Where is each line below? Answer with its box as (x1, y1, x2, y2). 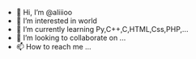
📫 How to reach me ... (15, 42, 92, 51)
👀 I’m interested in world (15, 16, 97, 26)
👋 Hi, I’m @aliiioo (15, 8, 73, 17)
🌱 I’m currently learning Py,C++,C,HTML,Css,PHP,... (15, 25, 189, 33)
